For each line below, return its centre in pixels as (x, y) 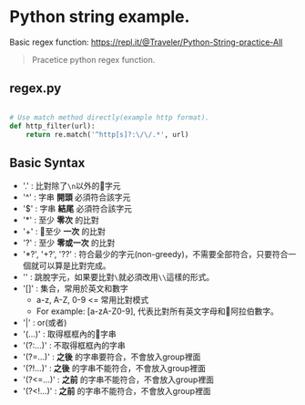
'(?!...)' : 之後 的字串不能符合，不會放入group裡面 (114, 369)
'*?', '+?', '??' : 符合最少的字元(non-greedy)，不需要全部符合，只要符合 (155, 254)
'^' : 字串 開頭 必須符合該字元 (76, 197)
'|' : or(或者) (45, 323)
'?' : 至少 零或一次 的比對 (69, 243)
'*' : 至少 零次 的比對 (61, 220)
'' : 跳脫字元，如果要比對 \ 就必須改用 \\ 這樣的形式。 (118, 277)
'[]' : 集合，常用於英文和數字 (76, 288)
